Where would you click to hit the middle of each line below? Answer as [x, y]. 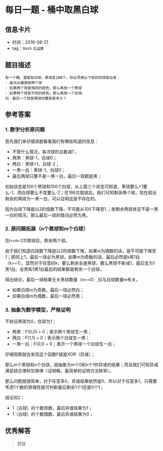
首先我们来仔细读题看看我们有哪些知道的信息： [52, 141]
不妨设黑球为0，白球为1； [31, 321]
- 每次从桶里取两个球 [24, 83]
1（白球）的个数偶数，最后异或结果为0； [53, 414]
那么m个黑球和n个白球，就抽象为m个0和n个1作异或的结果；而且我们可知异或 [82, 365]
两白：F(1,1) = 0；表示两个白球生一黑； [51, 338]
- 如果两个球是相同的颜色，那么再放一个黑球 [44, 88]
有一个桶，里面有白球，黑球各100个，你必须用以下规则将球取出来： [63, 78]
